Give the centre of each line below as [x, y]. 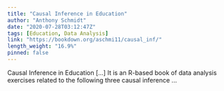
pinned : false [28, 53]
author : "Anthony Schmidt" [47, 20]
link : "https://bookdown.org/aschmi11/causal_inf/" [85, 40]
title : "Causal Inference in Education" [68, 14]
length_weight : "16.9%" [42, 46]
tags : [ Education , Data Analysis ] [58, 33]
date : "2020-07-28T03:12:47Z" [52, 27]
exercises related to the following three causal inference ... [92, 80]
